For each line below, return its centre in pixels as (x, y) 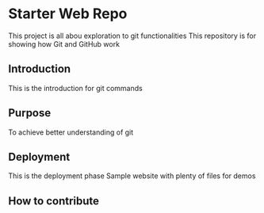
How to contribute (54, 201)
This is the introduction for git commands (75, 88)
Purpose (30, 113)
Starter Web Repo (68, 14)
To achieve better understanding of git (71, 132)
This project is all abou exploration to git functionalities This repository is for (132, 36)
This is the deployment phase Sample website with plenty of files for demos (132, 176)
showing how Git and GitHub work (64, 44)
